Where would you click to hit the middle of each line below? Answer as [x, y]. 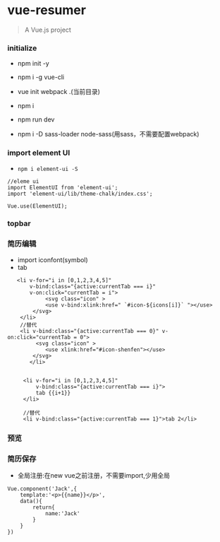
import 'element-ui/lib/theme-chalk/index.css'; [80, 194]
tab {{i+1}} [53, 393]
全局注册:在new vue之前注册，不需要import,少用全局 [94, 475]
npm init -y [33, 64]
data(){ [31, 501]
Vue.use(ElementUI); [38, 206]
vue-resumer [47, 10]
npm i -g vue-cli [41, 77]
